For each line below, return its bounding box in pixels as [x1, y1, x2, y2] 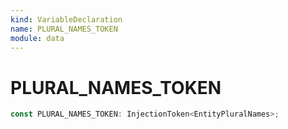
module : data [10, 33, 65, 43]
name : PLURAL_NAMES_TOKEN [10, 24, 118, 34]
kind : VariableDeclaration [10, 14, 123, 25]
